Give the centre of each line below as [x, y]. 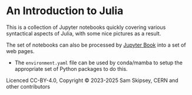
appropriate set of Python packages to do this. [71, 68]
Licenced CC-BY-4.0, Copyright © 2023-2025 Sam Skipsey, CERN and [92, 80]
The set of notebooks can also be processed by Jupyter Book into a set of [96, 45]
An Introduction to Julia [65, 11]
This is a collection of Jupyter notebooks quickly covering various [86, 27]
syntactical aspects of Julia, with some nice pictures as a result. [84, 33]
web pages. [20, 51]
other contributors [28, 86]
